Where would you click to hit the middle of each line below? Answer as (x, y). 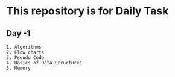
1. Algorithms (24, 47)
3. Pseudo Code (25, 58)
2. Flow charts (25, 52)
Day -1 (18, 33)
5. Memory (19, 68)
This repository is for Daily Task (87, 11)
